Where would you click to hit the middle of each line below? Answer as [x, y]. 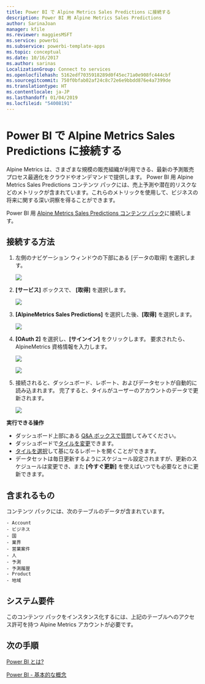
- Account [19, 523]
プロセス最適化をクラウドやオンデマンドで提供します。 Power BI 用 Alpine [100, 177]
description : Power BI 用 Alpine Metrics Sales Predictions [84, 18]
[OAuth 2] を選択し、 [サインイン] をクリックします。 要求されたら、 [102, 339]
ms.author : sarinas [31, 63]
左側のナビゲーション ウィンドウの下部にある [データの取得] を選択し [102, 258]
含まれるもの [31, 495]
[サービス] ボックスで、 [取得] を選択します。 [72, 290]
